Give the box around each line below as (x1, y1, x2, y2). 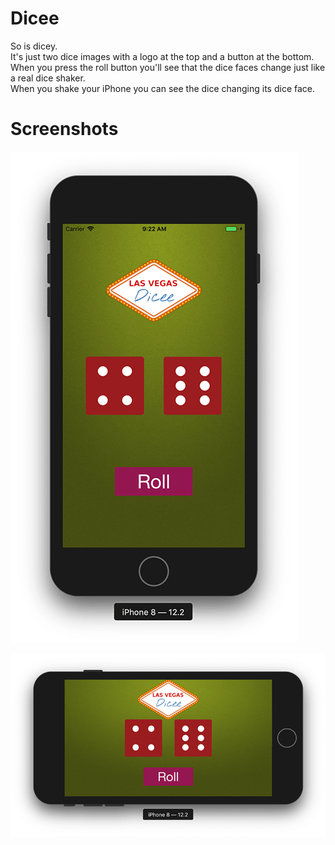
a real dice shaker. (10, 72, 86, 84)
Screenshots (10, 118, 119, 141)
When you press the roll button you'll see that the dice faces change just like (10, 61, 326, 73)
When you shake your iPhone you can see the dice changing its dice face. (10, 82, 315, 94)
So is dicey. (10, 40, 58, 52)
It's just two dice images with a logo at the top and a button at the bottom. (10, 50, 315, 62)
